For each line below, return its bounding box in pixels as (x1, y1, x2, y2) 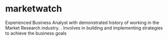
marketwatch (5, 3, 62, 14)
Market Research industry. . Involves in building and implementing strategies (5, 24, 163, 30)
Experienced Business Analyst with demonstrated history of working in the (5, 19, 159, 25)
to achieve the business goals (5, 30, 67, 36)
